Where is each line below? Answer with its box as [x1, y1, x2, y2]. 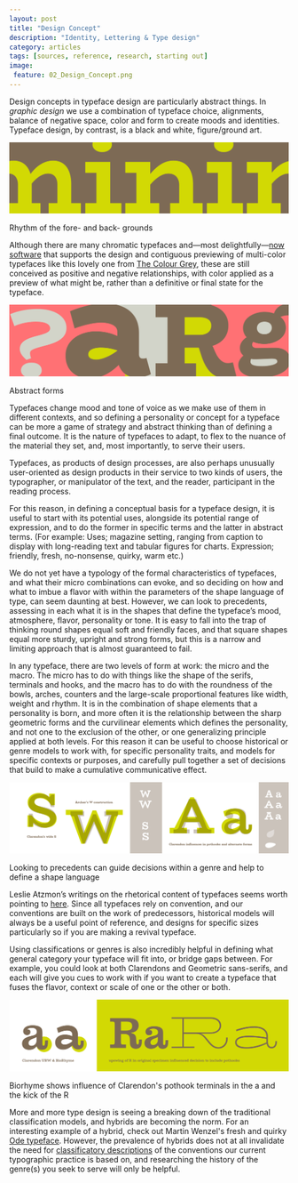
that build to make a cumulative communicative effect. [9, 764, 208, 775]
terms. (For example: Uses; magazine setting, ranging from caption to [9, 531, 263, 542]
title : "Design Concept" [9, 23, 101, 33]
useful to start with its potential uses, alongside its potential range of [9, 512, 260, 523]
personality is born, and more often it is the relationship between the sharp [9, 707, 282, 718]
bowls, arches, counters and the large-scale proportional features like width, [9, 688, 289, 699]
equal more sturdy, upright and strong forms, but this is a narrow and [9, 633, 262, 644]
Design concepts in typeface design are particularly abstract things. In [9, 96, 267, 107]
